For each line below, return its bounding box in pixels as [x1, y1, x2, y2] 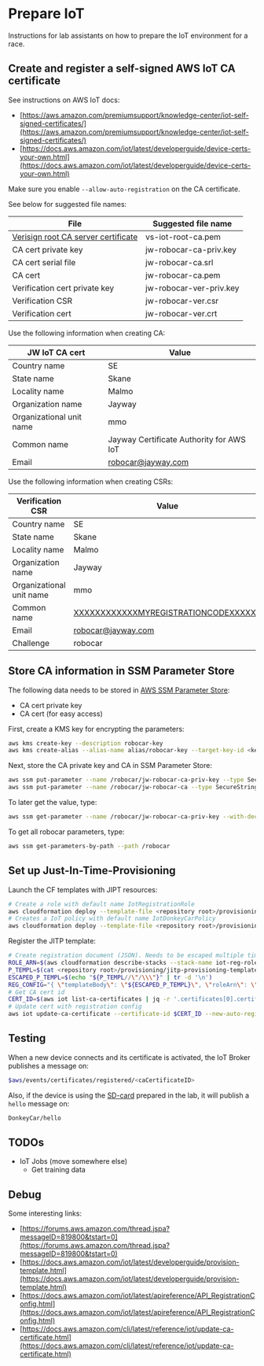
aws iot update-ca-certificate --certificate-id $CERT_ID [8, 1010, 202, 1018]
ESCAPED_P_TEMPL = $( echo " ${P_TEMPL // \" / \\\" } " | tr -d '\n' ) [8, 973, 213, 981]
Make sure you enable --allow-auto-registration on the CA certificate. [8, 184, 241, 194]
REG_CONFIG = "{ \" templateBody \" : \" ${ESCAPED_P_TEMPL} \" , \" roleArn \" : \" [8, 980, 258, 988]
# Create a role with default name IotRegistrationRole [8, 900, 195, 908]
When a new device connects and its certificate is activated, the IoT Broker [8, 1052, 251, 1062]
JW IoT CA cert [27, 347, 86, 358]
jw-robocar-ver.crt [145, 308, 218, 319]
